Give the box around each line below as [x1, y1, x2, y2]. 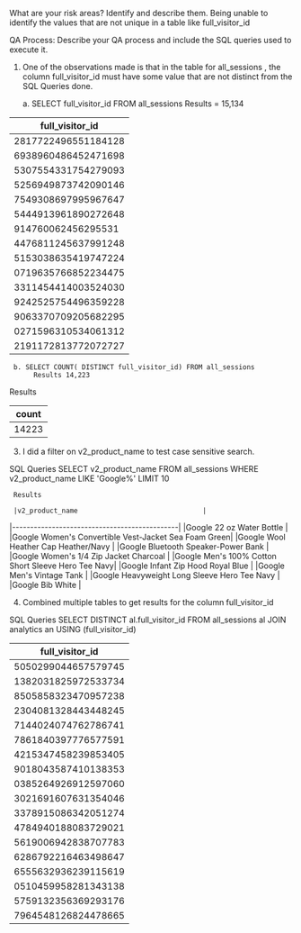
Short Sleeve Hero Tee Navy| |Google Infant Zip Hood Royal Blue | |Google [9, 560, 286, 571]
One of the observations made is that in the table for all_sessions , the [22, 62, 281, 72]
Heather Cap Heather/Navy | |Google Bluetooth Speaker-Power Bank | [9, 541, 270, 552]
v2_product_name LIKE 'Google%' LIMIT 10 [9, 473, 170, 484]
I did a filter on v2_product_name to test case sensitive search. [22, 446, 255, 457]
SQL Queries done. [22, 81, 93, 91]
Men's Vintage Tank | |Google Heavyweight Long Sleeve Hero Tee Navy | [9, 570, 280, 580]
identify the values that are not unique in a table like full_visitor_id [9, 17, 251, 28]
